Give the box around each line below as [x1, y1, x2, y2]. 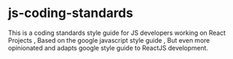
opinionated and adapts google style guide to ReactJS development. [8, 43, 209, 52]
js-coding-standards [8, 5, 134, 21]
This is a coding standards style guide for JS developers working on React [8, 28, 226, 37]
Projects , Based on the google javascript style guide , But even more [8, 36, 210, 44]
